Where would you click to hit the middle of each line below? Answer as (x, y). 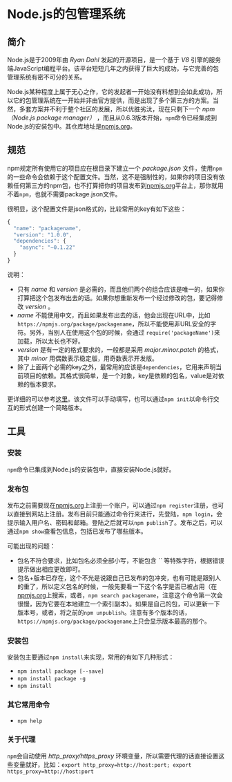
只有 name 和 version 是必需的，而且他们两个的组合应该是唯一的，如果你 (121, 289)
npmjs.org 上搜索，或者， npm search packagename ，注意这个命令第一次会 (120, 595)
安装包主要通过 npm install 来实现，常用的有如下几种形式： (91, 657)
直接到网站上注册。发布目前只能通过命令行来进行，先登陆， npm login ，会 (118, 514)
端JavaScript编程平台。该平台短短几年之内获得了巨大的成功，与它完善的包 (113, 68)
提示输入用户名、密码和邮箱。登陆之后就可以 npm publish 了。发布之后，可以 (115, 522)
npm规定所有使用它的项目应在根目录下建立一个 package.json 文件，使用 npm (115, 168)
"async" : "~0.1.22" (48, 248)
